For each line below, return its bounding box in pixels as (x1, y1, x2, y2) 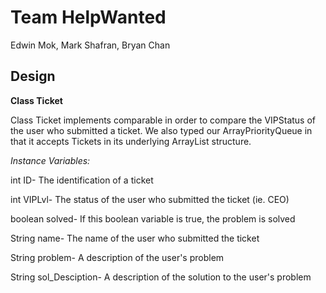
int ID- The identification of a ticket (10, 174, 154, 186)
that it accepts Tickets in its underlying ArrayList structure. (10, 135, 252, 147)
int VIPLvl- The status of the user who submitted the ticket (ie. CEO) (10, 193, 290, 205)
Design (10, 68, 56, 85)
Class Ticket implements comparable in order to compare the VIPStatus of (10, 114, 317, 126)
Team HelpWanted (10, 6, 167, 29)
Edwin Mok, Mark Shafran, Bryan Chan (10, 39, 171, 51)
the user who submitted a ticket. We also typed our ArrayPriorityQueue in (10, 124, 313, 136)
